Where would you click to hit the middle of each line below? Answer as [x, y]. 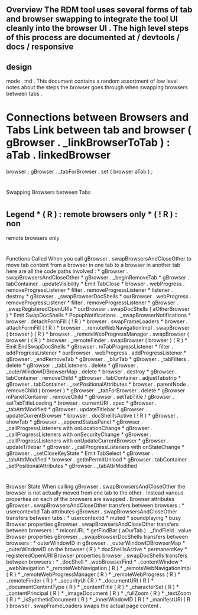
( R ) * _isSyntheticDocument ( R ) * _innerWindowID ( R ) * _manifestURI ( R [98, 600]
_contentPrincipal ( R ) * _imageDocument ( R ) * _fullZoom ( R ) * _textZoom [99, 593]
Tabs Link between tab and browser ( [99, 130]
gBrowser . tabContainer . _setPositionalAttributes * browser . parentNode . [98, 384]
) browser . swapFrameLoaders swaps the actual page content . [84, 606]
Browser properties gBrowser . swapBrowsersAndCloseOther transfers [92, 524]
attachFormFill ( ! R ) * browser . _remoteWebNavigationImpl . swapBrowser [98, 327]
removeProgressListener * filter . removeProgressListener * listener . [90, 290]
